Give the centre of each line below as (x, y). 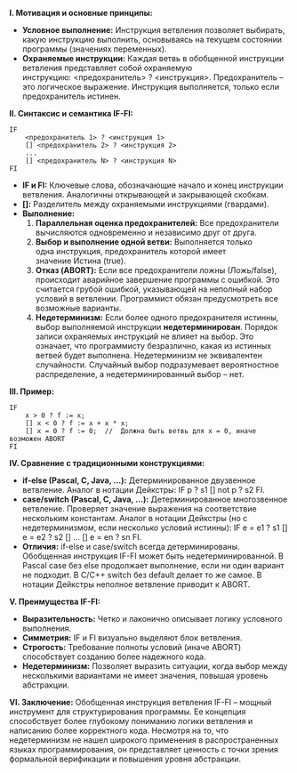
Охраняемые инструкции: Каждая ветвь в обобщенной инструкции (153, 58)
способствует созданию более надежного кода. (114, 656)
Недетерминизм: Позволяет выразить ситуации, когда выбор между (155, 666)
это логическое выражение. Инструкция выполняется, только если (151, 87)
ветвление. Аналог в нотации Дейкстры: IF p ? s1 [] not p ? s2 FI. (143, 490)
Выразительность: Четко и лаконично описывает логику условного (152, 619)
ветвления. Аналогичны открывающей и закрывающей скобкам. (145, 194)
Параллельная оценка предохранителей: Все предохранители (157, 223)
